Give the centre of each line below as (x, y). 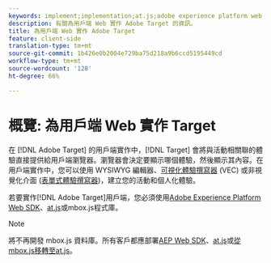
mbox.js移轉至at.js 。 (42, 250)
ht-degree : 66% (34, 76)
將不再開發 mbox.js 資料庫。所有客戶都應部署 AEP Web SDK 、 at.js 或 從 (125, 240)
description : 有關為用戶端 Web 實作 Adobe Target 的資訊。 (102, 23)
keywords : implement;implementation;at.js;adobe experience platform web (135, 16)
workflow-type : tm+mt (45, 62)
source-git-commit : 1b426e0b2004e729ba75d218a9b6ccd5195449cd (115, 53)
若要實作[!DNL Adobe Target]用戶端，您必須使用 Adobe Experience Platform (135, 197)
